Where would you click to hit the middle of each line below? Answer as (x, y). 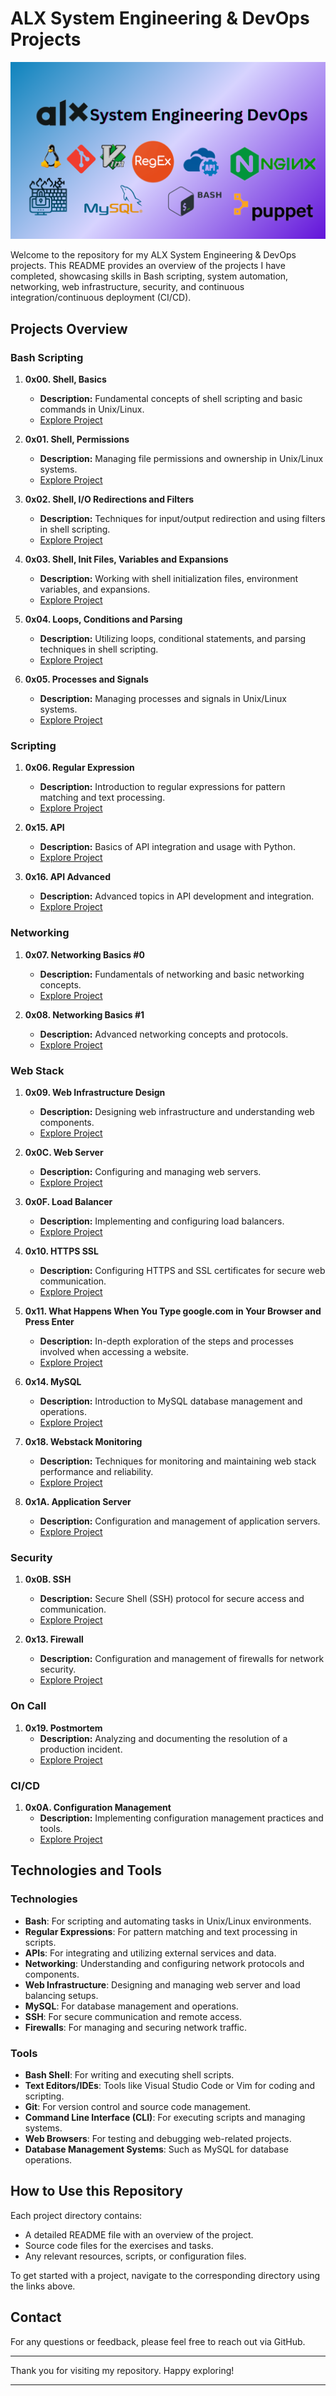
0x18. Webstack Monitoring (83, 1442)
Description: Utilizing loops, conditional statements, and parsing (173, 639)
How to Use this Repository (96, 2191)
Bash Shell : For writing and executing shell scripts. (129, 2074)
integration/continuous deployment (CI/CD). (101, 298)
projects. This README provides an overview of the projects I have (148, 266)
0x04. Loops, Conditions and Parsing (103, 619)
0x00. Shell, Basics (65, 379)
